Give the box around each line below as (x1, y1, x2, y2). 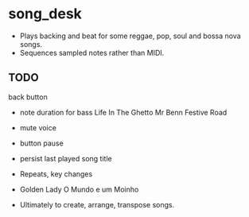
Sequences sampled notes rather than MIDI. (19, 48, 165, 57)
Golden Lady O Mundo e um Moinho (19, 184, 139, 194)
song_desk (8, 5, 82, 23)
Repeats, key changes (19, 169, 93, 179)
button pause (19, 138, 64, 148)
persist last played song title (19, 153, 113, 163)
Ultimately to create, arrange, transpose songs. (19, 200, 175, 209)
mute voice (19, 122, 57, 132)
